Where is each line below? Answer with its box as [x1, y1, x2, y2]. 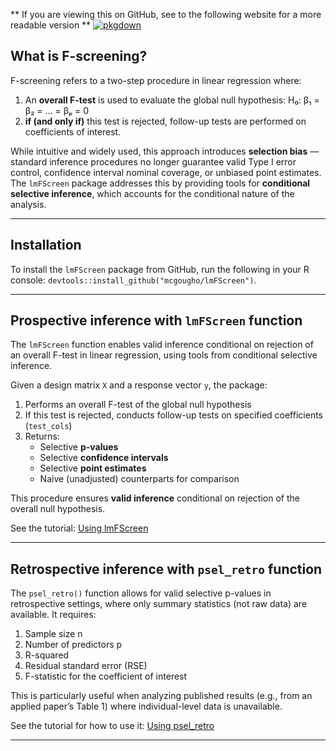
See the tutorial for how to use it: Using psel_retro [10, 720, 215, 732]
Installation [10, 237, 82, 254]
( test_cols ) [24, 420, 73, 432]
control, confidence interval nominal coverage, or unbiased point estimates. [10, 166, 322, 178]
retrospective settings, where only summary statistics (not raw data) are [10, 598, 308, 610]
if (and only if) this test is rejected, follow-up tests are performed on [24, 115, 307, 127]
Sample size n [24, 628, 83, 640]
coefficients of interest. [24, 125, 122, 138]
